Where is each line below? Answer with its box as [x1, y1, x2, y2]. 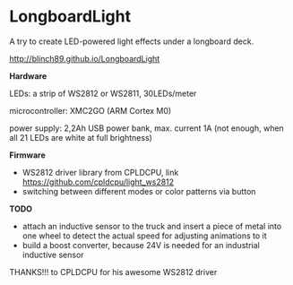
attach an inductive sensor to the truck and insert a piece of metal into [22, 220, 282, 231]
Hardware [9, 70, 47, 82]
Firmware [9, 150, 47, 160]
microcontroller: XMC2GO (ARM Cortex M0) [9, 105, 172, 116]
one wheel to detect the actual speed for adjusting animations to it [22, 230, 267, 241]
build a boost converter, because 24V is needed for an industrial [22, 239, 260, 250]
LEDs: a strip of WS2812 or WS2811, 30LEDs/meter [9, 88, 197, 99]
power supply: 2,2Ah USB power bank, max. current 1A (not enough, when [9, 123, 284, 134]
